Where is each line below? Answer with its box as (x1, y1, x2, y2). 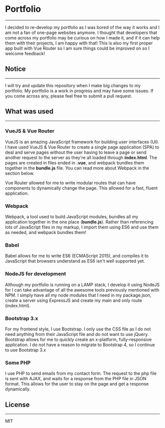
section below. (5, 170, 34, 176)
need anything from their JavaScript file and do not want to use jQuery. (5, 331, 149, 337)
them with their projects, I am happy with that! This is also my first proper (5, 40, 153, 46)
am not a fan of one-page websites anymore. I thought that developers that (5, 30, 157, 35)
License (5, 400, 30, 409)
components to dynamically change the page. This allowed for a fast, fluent (5, 185, 158, 191)
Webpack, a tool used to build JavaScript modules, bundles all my (5, 214, 138, 220)
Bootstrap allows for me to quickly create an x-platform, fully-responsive (5, 336, 152, 343)
